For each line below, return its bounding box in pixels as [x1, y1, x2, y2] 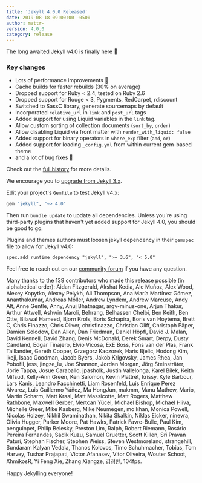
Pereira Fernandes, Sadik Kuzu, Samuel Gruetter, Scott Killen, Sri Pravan [6, 431, 186, 439]
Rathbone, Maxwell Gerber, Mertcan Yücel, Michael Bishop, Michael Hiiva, [6, 399, 191, 406]
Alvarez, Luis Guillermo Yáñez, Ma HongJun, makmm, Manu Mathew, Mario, [6, 386, 195, 393]
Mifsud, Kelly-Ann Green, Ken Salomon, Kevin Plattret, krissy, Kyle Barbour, [6, 373, 194, 381]
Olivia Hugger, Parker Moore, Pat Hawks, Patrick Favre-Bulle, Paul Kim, [6, 418, 183, 425]
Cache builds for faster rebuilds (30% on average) [15, 83, 141, 91]
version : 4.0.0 [6, 25, 45, 32]
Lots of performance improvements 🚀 [15, 77, 109, 84]
